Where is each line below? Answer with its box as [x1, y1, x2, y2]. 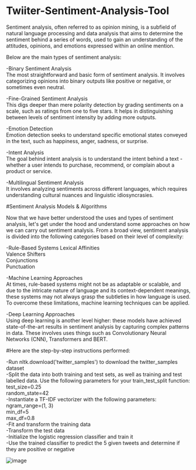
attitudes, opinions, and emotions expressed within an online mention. [6, 42, 175, 49]
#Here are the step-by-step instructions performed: [6, 347, 130, 354]
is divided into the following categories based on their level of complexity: [6, 233, 184, 240]
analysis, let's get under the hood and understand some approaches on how [6, 220, 190, 227]
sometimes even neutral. [6, 83, 66, 90]
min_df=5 [6, 408, 29, 415]
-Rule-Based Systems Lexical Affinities [6, 244, 100, 251]
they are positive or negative [6, 445, 75, 452]
